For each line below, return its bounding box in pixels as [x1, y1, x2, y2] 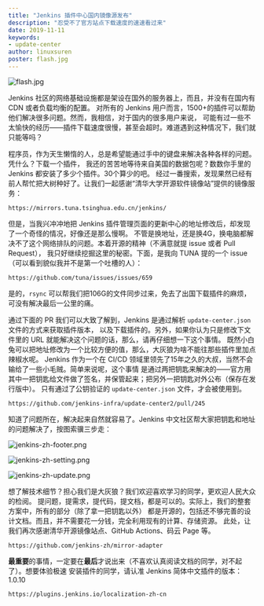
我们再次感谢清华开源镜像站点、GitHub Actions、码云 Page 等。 [8, 526, 215, 535]
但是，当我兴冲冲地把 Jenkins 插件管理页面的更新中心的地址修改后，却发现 [8, 219, 251, 228]
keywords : [8, 33, 41, 42]
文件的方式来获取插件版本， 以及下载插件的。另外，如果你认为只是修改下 [8, 325, 244, 334]
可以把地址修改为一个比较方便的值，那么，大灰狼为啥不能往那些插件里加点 [14, 344, 256, 354]
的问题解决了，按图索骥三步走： [8, 424, 112, 433]
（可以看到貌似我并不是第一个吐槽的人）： [8, 258, 143, 267]
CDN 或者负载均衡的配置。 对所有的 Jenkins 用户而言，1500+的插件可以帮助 [8, 103, 255, 112]
